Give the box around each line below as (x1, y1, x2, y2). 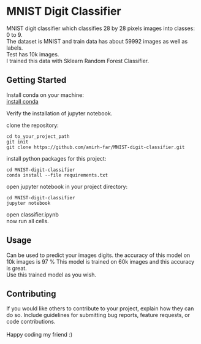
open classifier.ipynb (6, 210, 59, 218)
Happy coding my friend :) (6, 331, 73, 338)
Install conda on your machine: (6, 91, 85, 99)
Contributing (6, 288, 56, 299)
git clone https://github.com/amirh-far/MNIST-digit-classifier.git (6, 144, 185, 150)
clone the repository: (6, 121, 59, 129)
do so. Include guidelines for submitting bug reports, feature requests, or (6, 312, 191, 319)
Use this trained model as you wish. (6, 271, 97, 278)
